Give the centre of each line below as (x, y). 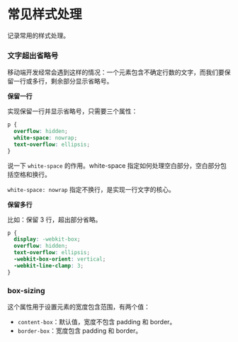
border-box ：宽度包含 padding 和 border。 (80, 331)
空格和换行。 (32, 174)
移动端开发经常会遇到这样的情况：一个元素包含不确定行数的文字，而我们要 (116, 72)
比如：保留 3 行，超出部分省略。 (55, 220)
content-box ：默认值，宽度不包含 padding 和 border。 (97, 322)
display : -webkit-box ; (47, 239)
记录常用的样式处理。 (38, 35)
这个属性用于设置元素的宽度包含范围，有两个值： (79, 307)
